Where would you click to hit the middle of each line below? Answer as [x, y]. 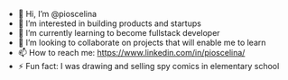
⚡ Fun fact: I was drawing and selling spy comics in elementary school [149, 66]
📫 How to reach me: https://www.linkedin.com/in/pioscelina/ [131, 53]
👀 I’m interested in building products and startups [109, 23]
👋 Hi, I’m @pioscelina [57, 14]
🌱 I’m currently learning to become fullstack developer [119, 33]
